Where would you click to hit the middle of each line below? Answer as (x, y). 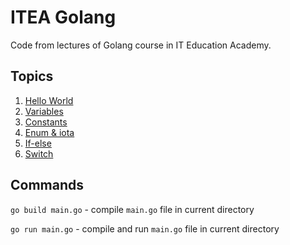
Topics (32, 76)
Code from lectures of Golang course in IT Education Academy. (141, 45)
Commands (47, 185)
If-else (38, 143)
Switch (39, 153)
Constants (46, 122)
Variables (44, 111)
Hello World (49, 100)
